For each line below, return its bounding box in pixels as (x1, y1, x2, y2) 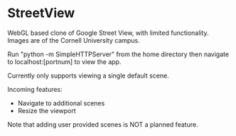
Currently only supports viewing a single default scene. (7, 71, 169, 80)
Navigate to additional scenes (17, 98, 105, 108)
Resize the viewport (17, 106, 76, 115)
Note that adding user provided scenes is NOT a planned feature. (7, 120, 198, 129)
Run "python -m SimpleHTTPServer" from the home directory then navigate (7, 50, 230, 58)
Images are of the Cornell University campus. (7, 36, 140, 44)
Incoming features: (7, 85, 63, 93)
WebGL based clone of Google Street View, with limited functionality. (7, 28, 209, 37)
